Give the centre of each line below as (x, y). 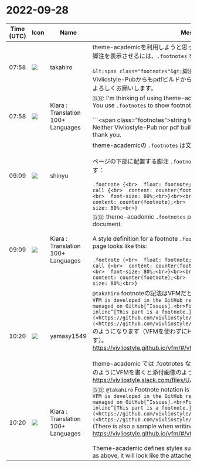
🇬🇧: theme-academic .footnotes (139, 216)
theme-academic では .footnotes (138, 363)
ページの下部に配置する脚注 (130, 161)
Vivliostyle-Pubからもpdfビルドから (142, 79)
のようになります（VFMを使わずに (140, 331)
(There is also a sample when (133, 426)
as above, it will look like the (131, 455)
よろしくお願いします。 (125, 88)
